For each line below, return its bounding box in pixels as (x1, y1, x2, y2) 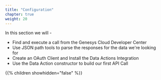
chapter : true (5, 12, 34, 17)
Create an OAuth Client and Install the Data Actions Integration (12, 55, 139, 61)
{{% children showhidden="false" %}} (5, 70, 83, 76)
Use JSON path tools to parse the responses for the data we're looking (12, 45, 156, 51)
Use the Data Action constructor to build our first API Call (12, 60, 129, 67)
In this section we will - (5, 30, 52, 36)
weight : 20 (5, 16, 28, 21)
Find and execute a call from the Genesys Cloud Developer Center (12, 40, 147, 45)
